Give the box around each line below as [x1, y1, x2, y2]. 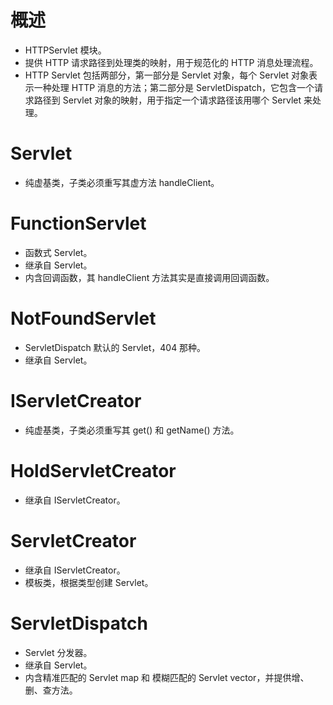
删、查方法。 [24, 684, 78, 696]
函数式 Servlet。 [24, 246, 93, 258]
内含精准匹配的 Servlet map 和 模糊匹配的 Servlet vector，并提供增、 [24, 671, 310, 683]
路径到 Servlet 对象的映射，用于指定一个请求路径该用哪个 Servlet [33, 94, 302, 106]
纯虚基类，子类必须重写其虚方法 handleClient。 [24, 176, 220, 188]
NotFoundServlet [10, 307, 157, 330]
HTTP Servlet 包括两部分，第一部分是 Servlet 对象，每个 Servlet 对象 [24, 69, 309, 81]
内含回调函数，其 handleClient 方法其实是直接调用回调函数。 [24, 271, 275, 283]
